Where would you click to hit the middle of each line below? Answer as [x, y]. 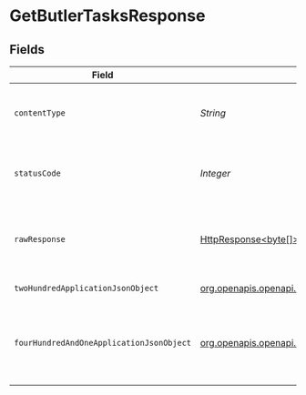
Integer [215, 173]
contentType [40, 113]
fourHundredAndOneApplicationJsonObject [102, 343]
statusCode [37, 173]
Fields [27, 50]
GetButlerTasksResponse [107, 16]
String [213, 113]
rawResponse [40, 239]
